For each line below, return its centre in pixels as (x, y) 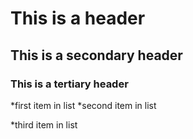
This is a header (78, 18)
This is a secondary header (96, 55)
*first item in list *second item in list (83, 105)
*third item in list (44, 124)
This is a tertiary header (69, 84)
